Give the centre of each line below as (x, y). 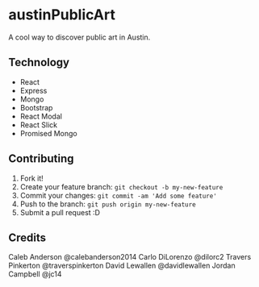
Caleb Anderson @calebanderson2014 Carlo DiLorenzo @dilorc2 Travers (130, 257)
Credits (27, 237)
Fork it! (32, 178)
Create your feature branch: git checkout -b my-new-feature (121, 186)
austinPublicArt (62, 15)
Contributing (41, 159)
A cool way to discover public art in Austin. (79, 37)
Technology (39, 62)
